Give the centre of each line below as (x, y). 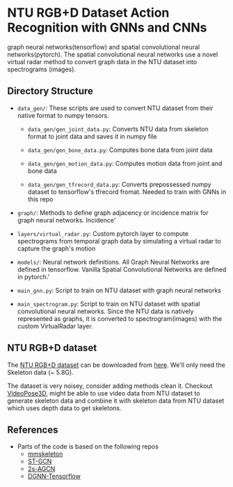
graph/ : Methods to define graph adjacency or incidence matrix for (113, 212)
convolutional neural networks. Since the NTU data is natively (105, 311)
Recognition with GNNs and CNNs (107, 28)
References (33, 429)
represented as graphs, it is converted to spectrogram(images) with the (120, 318)
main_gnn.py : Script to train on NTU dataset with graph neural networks (119, 290)
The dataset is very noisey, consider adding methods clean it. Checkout (110, 386)
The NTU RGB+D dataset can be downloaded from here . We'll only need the (116, 365)
